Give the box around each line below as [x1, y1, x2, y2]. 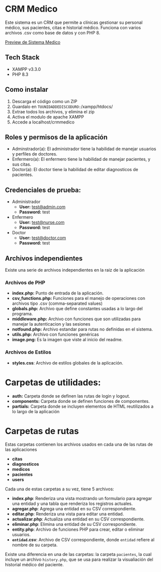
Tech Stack [5, 53, 40, 62]
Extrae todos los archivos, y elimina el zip [12, 108, 95, 115]
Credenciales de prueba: [5, 186, 81, 194]
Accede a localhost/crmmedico [12, 119, 75, 125]
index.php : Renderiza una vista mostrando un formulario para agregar [12, 496, 152, 502]
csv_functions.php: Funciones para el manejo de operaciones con [12, 295, 146, 301]
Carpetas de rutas [5, 425, 79, 436]
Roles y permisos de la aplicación [5, 133, 108, 141]
